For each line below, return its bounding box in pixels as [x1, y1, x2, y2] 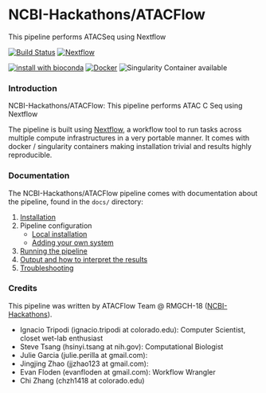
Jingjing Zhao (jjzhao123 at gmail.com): [19, 359, 149, 368]
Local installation [31, 229, 88, 238]
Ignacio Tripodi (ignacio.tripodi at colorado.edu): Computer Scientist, [19, 324, 246, 334]
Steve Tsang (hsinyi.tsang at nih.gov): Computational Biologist [19, 341, 224, 352]
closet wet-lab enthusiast [19, 333, 104, 343]
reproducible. [8, 150, 53, 160]
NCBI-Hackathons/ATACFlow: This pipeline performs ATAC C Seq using [8, 101, 243, 111]
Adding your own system [31, 238, 114, 247]
